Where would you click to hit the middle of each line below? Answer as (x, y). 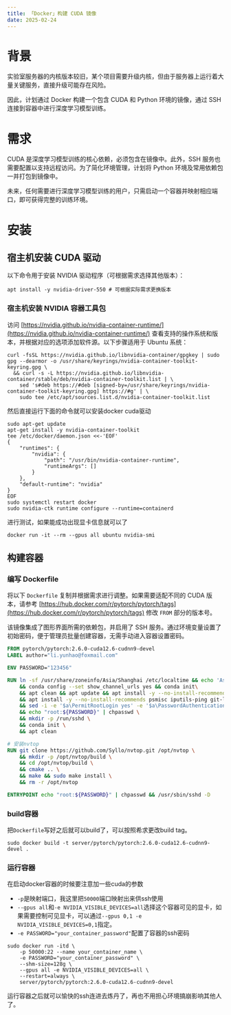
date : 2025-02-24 (32, 20)
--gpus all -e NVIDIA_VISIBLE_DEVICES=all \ (84, 970)
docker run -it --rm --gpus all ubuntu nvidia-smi (81, 535)
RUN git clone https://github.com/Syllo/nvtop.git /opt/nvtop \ (101, 750)
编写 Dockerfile (33, 579)
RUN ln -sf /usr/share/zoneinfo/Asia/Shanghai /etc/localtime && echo (110, 680)
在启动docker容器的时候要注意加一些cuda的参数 (75, 884)
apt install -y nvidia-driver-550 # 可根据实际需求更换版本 (89, 290)
